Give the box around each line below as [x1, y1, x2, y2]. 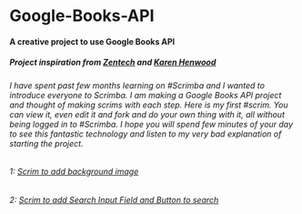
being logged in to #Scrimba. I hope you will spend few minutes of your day [9, 118, 294, 129]
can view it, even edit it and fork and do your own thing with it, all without [9, 108, 285, 119]
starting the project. [9, 138, 84, 148]
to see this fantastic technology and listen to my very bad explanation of [9, 128, 282, 139]
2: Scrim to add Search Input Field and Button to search [9, 194, 219, 205]
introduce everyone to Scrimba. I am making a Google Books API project [9, 89, 282, 100]
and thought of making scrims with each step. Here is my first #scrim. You [9, 99, 288, 110]
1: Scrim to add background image [9, 166, 139, 178]
